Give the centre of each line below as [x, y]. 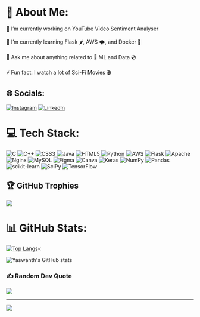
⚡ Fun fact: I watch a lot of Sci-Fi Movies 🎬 [59, 72]
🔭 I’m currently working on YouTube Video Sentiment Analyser [82, 29]
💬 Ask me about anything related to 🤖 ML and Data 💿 [71, 57]
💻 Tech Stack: [43, 133]
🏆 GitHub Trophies [43, 186]
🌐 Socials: [26, 93]
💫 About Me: [37, 12]
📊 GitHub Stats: [47, 228]
